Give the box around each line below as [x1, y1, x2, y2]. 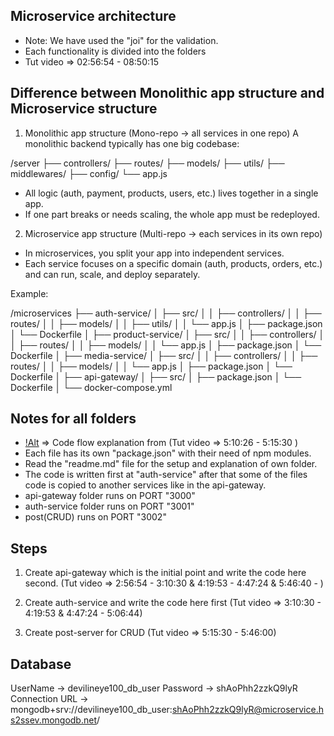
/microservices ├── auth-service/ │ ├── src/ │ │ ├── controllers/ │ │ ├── [10, 307, 322, 319]
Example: [10, 287, 49, 299]
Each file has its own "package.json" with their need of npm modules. [24, 447, 312, 459]
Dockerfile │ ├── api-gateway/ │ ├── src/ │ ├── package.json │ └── [10, 370, 302, 383]
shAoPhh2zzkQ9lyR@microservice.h [171, 704, 324, 716]
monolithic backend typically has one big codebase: [24, 137, 240, 149]
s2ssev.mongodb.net [10, 714, 97, 726]
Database [10, 655, 72, 673]
